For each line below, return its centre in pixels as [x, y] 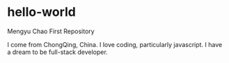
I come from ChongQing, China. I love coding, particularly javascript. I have [115, 44]
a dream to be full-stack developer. [57, 52]
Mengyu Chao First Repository [51, 31]
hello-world [42, 12]
